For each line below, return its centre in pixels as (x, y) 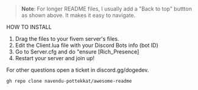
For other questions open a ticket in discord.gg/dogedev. (78, 70)
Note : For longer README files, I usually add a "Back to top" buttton (106, 9)
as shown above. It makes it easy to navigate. (78, 15)
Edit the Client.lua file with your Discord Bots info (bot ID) (87, 45)
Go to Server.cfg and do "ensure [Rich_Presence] (77, 52)
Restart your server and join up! (55, 58)
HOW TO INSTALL (29, 27)
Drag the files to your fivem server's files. (67, 39)
